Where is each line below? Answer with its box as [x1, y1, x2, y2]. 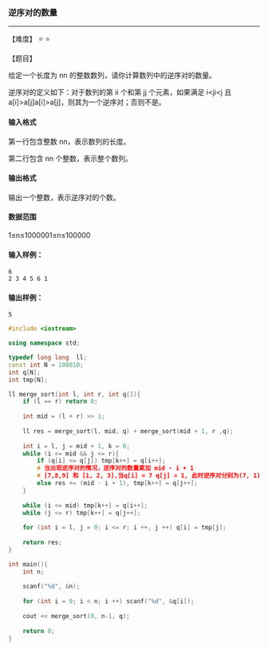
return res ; [22, 538, 62, 547]
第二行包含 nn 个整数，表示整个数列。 [8, 153, 133, 163]
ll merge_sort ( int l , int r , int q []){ [8, 390, 141, 398]
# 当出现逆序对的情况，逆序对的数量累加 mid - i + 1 [37, 464, 194, 472]
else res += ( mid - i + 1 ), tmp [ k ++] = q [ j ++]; [37, 479, 198, 487]
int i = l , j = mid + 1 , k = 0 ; [22, 442, 130, 450]
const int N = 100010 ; [8, 360, 84, 368]
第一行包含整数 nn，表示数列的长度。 [8, 136, 131, 146]
